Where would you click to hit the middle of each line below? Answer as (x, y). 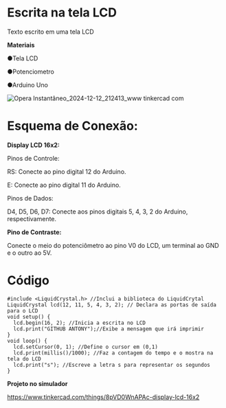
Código (28, 281)
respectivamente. (32, 218)
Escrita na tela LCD (62, 13)
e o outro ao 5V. (30, 253)
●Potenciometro (31, 71)
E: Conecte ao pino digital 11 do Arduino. (64, 185)
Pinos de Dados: (30, 198)
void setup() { (29, 317)
